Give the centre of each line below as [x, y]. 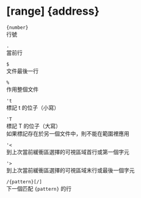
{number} [17, 28]
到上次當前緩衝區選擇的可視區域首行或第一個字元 [68, 152]
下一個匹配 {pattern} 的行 [39, 188]
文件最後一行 [22, 71]
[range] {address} [53, 11]
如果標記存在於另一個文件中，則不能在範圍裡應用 [68, 133]
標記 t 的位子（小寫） [33, 108]
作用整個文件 [22, 89]
